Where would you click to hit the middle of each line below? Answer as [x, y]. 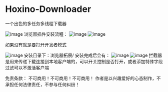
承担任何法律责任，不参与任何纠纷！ [42, 84]
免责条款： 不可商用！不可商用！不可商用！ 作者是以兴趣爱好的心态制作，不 [83, 78]
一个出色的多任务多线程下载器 [36, 23]
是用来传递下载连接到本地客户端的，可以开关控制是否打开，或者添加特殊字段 [84, 61]
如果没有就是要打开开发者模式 [36, 45]
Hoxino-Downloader [48, 9]
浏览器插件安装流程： [46, 34]
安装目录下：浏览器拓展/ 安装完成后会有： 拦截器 [93, 55]
